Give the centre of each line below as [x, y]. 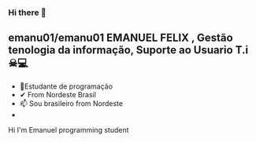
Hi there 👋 [28, 13]
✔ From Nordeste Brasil [58, 94]
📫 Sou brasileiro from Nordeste [71, 103]
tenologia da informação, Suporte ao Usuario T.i [128, 50]
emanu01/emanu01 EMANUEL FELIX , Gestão [121, 38]
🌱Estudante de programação [66, 86]
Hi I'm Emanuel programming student [69, 129]
